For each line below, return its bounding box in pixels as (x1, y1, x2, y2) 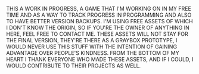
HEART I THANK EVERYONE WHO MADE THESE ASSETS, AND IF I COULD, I (6, 56, 194, 63)
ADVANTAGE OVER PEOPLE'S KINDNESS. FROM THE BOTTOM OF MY (6, 50, 180, 56)
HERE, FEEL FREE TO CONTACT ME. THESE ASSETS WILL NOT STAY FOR (6, 30, 189, 38)
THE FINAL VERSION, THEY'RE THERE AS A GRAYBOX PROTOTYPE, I (6, 37, 178, 44)
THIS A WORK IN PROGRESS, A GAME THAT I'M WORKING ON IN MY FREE (6, 5, 192, 12)
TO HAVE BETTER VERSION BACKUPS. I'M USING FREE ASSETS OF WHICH (6, 18, 193, 24)
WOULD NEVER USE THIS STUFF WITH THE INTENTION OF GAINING (6, 43, 178, 50)
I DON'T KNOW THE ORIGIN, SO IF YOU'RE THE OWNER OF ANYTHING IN (6, 24, 189, 31)
